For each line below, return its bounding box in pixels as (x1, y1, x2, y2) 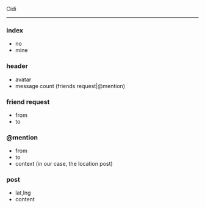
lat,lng (15, 189, 31, 196)
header (6, 62, 29, 70)
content (15, 196, 35, 203)
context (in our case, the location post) (15, 160, 113, 168)
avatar (15, 76, 32, 83)
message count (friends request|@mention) (15, 82, 126, 89)
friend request (6, 97, 50, 106)
